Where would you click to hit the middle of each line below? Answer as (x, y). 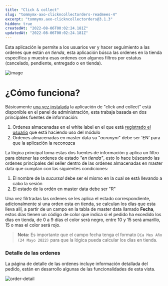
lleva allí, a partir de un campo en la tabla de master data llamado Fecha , (80, 209)
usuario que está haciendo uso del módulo (56, 132)
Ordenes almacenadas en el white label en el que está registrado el (81, 127)
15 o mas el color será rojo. (33, 225)
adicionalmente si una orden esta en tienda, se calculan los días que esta (80, 204)
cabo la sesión (27, 183)
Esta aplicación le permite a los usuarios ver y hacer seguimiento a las (77, 47)
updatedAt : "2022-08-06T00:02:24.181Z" (47, 33)
